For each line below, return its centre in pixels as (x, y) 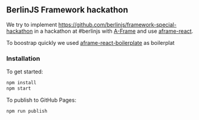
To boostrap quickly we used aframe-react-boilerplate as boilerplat (90, 42)
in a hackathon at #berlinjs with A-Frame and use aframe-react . (114, 31)
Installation (23, 58)
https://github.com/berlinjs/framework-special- (117, 24)
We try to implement (32, 24)
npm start (19, 88)
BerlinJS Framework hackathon (67, 10)
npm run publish (27, 111)
